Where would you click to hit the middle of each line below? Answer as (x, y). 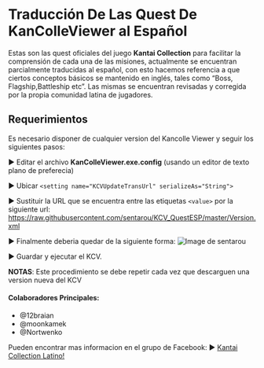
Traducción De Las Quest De (103, 15)
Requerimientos (48, 120)
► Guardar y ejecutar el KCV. (55, 256)
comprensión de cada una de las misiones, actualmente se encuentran (123, 61)
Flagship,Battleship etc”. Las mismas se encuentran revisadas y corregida (127, 86)
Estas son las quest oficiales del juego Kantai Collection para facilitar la (125, 53)
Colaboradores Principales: (54, 298)
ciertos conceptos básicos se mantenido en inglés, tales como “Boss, (121, 78)
